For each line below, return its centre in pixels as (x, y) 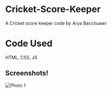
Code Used (29, 43)
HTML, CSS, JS (21, 57)
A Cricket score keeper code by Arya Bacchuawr (56, 23)
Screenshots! (27, 73)
